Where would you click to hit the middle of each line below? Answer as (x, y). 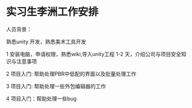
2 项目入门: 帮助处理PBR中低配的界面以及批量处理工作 (71, 74)
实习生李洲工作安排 (52, 12)
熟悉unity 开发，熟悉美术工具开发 (46, 41)
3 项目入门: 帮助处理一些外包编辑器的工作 (56, 86)
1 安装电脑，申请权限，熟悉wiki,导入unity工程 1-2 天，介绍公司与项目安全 (94, 54)
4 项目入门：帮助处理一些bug (42, 98)
